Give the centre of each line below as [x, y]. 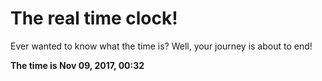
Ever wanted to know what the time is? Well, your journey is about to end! [161, 46]
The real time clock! [94, 18]
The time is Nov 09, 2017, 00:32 [77, 65]
